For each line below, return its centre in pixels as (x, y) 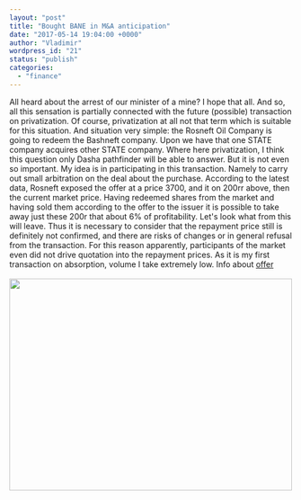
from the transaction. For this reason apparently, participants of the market (147, 245)
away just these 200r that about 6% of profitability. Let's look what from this (150, 216)
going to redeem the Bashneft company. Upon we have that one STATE (141, 139)
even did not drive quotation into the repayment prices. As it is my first (140, 254)
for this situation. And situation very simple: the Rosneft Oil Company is (141, 130)
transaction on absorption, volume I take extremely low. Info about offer (142, 264)
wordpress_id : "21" (46, 51)
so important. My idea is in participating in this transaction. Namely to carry (149, 168)
